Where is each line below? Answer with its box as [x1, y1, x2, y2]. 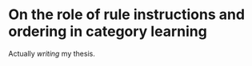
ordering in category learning [8, 22, 208, 41]
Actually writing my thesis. [8, 49, 96, 58]
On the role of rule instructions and [8, 6, 246, 24]
